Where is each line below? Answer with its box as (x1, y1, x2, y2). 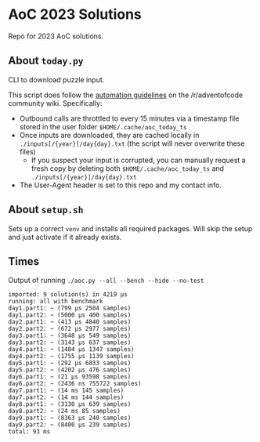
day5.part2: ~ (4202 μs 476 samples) (8, 366, 132, 374)
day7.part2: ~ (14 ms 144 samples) (8, 393, 125, 401)
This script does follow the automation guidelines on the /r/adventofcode (8, 90, 244, 100)
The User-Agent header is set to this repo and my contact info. (19, 180, 222, 190)
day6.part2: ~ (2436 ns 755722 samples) (8, 380, 143, 388)
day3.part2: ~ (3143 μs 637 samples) (8, 339, 132, 346)
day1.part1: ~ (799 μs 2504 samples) (8, 304, 132, 313)
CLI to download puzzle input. (8, 74, 105, 84)
